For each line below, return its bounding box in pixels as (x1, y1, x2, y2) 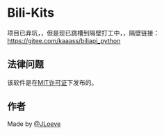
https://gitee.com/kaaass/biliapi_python (7, 36, 121, 45)
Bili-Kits (7, 5, 55, 21)
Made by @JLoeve (7, 120, 61, 128)
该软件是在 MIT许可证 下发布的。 (7, 78, 98, 86)
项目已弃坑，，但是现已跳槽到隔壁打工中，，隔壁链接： (7, 29, 160, 37)
